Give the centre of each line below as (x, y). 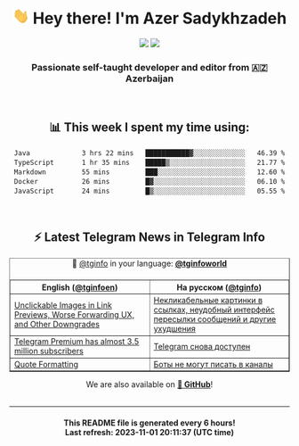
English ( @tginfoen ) (80, 287)
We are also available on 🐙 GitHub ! (149, 384)
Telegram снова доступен (202, 346)
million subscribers (49, 351)
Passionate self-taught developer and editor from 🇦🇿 (149, 67)
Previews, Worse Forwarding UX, (75, 314)
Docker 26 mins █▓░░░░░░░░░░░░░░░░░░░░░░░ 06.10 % (149, 181)
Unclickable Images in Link (64, 305)
